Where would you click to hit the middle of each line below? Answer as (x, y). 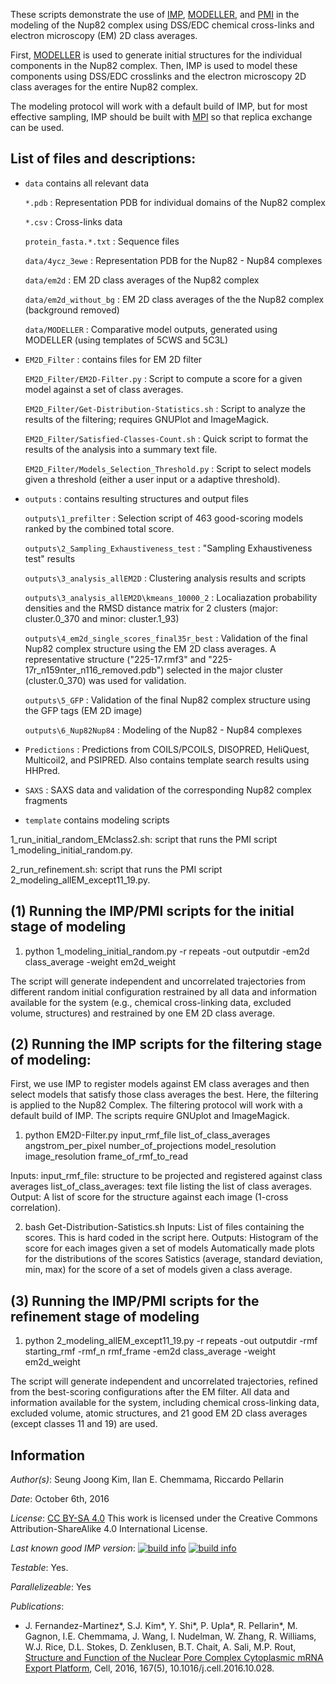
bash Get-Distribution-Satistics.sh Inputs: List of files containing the (164, 1227)
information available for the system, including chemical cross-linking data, (165, 1403)
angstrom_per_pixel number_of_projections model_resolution (150, 1146)
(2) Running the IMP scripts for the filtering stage (166, 1044)
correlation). (36, 1208)
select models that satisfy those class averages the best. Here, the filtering (164, 1095)
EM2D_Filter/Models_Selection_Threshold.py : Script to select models (168, 468)
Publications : (37, 1606)
